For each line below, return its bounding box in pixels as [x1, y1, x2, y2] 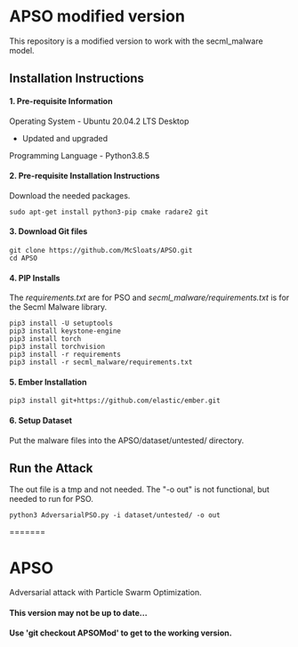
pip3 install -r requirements [9, 350, 122, 360]
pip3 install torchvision [9, 343, 105, 352]
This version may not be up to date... [9, 607, 149, 618]
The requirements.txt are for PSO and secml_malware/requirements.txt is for [9, 292, 290, 303]
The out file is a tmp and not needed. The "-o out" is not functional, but [9, 484, 270, 495]
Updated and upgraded [21, 133, 109, 143]
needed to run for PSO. [9, 494, 93, 505]
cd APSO [9, 254, 38, 263]
